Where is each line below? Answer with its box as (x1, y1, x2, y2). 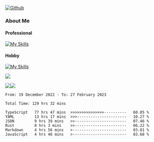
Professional (5, 30, 33, 36)
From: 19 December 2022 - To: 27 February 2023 (5, 92, 107, 98)
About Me (5, 17, 30, 24)
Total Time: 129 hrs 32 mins (5, 101, 66, 106)
